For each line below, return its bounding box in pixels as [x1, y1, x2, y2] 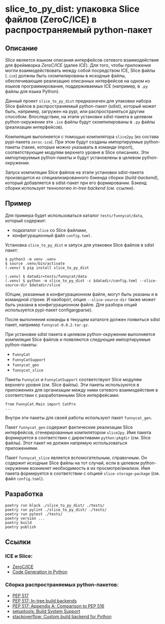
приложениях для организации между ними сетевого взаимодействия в [5, 387, 158, 393]
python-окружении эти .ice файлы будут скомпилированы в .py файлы [5, 119, 155, 125]
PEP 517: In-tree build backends [12, 597, 77, 604]
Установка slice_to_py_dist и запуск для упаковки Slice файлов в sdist [5, 242, 154, 248]
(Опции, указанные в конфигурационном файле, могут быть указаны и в [5, 291, 158, 297]
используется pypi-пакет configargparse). [5, 307, 93, 313]
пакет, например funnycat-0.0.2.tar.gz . [5, 322, 90, 328]
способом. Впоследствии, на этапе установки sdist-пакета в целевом [5, 114, 153, 119]
